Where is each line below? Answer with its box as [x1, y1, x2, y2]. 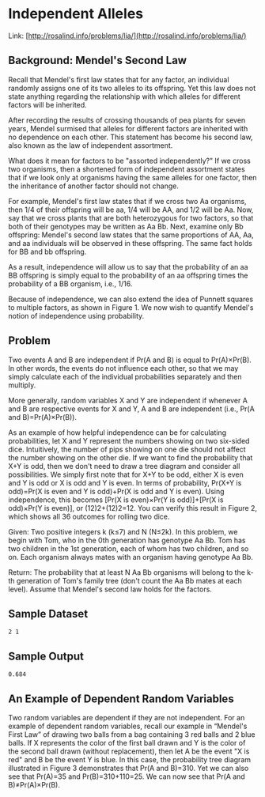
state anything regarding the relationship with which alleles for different [8, 92, 241, 101]
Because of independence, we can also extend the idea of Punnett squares [8, 294, 254, 304]
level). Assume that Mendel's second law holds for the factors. [8, 584, 212, 594]
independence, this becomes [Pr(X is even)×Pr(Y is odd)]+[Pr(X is [8, 495, 224, 504]
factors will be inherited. [8, 100, 87, 109]
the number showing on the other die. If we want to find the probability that [8, 452, 253, 463]
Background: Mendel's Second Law [8, 54, 187, 67]
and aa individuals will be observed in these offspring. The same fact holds [8, 238, 253, 247]
